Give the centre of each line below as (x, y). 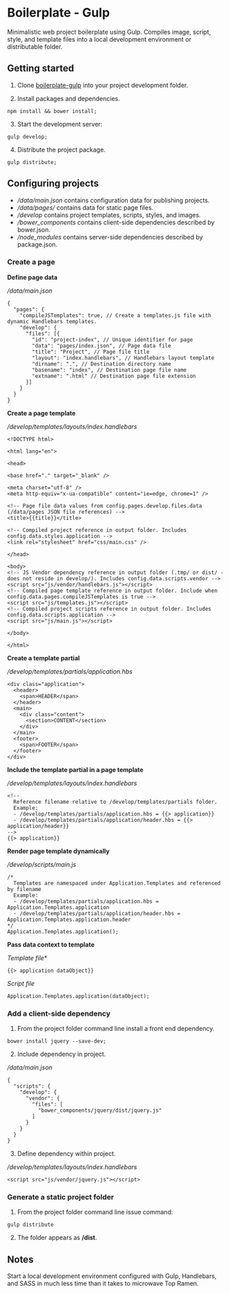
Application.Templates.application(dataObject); (78, 996)
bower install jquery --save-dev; (57, 1041)
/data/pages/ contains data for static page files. (85, 207)
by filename (24, 889)
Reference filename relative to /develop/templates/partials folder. (115, 802)
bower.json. (33, 229)
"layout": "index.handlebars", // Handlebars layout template (123, 358)
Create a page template (41, 413)
